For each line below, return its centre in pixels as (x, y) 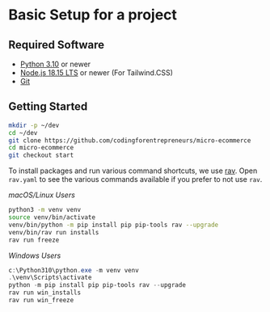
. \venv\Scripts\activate (50, 278)
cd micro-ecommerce (41, 148)
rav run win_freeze (41, 301)
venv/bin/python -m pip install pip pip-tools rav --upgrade (114, 225)
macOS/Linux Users (42, 195)
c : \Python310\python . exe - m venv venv (74, 270)
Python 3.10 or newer (55, 64)
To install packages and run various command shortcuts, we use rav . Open (133, 171)
